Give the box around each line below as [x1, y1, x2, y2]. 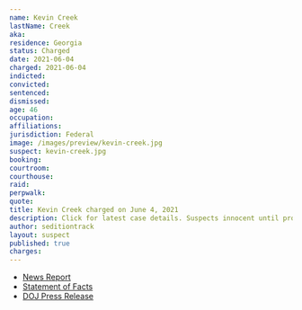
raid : [9, 181, 30, 190]
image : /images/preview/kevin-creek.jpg [9, 138, 164, 147]
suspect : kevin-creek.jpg [9, 146, 106, 155]
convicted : [9, 80, 50, 89]
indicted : [9, 72, 47, 81]
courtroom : [9, 164, 50, 173]
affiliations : [9, 122, 63, 131]
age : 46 [9, 105, 39, 114]
